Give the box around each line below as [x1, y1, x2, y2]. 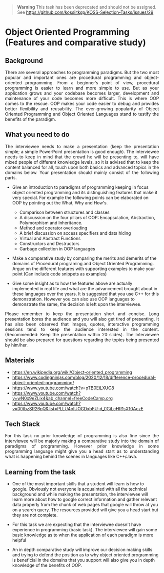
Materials [5, 356, 35, 365]
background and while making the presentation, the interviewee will [12, 491, 148, 497]
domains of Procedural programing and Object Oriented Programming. [12, 260, 154, 266]
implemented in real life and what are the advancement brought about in [12, 285, 158, 291]
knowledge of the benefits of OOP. [12, 562, 82, 568]
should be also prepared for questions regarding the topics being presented [5, 337, 159, 343]
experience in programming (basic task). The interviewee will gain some [12, 527, 158, 533]
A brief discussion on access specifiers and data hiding [19, 230, 131, 236]
